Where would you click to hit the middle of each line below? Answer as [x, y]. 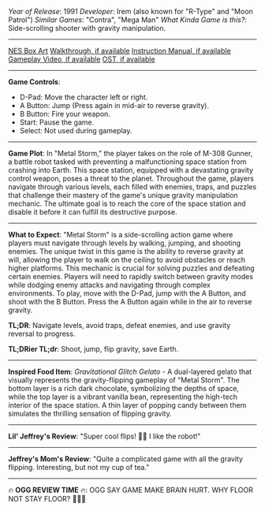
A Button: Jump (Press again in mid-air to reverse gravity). [114, 105]
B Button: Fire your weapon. [65, 114]
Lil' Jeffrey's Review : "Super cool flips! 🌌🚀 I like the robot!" [105, 436]
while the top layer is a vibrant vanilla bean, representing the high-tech [123, 397]
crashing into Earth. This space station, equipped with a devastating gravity [131, 170]
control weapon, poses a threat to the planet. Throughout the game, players [131, 178]
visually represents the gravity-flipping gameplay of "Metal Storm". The [124, 380]
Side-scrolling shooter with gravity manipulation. [87, 28]
